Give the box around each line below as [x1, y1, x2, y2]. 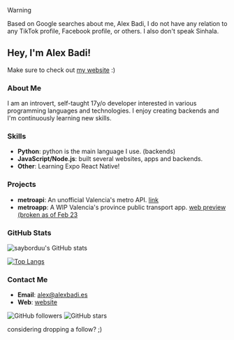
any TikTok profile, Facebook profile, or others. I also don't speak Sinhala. [7, 27, 219, 35]
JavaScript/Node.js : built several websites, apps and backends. [17, 155, 203, 163]
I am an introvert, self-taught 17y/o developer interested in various [7, 99, 197, 108]
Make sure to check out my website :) [7, 66, 116, 74]
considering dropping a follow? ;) [7, 325, 103, 334]
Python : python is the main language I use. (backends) [17, 147, 176, 156]
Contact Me [7, 274, 48, 284]
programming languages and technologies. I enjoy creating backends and [7, 106, 219, 115]
